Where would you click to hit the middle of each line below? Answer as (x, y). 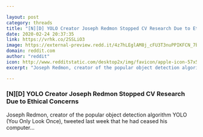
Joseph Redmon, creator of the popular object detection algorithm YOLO (97, 115)
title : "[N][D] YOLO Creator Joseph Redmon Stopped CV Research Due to (98, 28)
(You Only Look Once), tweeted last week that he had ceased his (87, 121)
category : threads (29, 23)
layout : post (23, 17)
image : (14, 45)
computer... (21, 127)
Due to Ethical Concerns (43, 101)
